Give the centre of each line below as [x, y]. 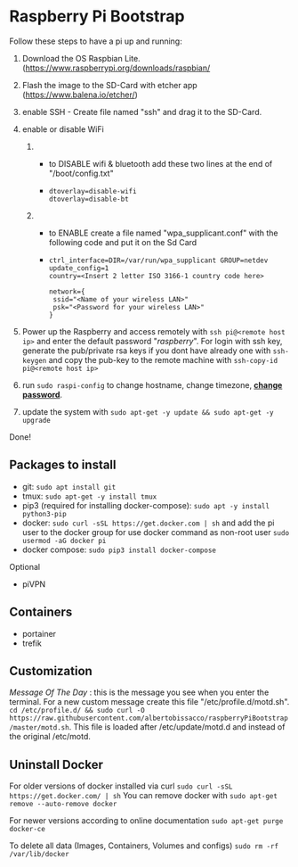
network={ [67, 292]
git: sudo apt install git [69, 486]
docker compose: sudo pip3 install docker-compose [119, 549]
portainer [39, 633]
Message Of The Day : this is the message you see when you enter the [139, 692]
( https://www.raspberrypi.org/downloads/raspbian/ [116, 68]
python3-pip [44, 514]
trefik [32, 643]
